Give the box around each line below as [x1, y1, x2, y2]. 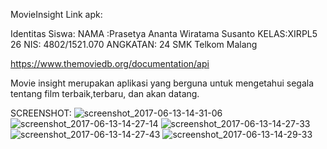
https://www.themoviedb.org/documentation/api [10, 58, 210, 69]
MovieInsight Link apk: [10, 9, 103, 20]
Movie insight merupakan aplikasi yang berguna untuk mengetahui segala [10, 77, 315, 89]
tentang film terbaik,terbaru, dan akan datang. [10, 88, 200, 99]
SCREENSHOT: [10, 107, 72, 119]
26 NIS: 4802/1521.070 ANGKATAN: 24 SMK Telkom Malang [10, 39, 258, 50]
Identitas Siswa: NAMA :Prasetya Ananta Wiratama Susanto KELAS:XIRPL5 [10, 28, 318, 39]
